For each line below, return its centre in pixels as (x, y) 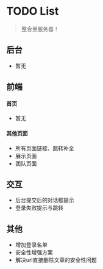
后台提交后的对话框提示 (44, 200)
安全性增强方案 (34, 253)
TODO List (33, 11)
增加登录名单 (31, 245)
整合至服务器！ (40, 29)
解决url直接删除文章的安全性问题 (56, 260)
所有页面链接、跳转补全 (44, 148)
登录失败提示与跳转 (39, 208)
